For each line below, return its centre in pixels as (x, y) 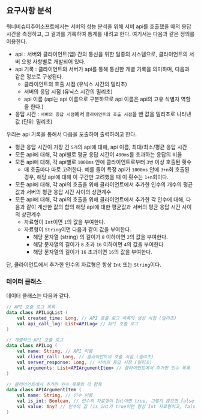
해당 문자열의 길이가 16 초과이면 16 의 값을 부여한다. (93, 252)
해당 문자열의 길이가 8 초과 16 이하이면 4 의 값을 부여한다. (99, 244)
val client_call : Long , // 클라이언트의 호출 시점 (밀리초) (85, 357)
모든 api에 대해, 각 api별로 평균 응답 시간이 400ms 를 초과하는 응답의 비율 (98, 154)
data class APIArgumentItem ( (44, 390)
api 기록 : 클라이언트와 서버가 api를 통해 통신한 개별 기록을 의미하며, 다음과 (102, 69)
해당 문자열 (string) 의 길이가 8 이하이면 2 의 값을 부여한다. (100, 237)
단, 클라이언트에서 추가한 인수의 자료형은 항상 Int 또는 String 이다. (84, 264)
